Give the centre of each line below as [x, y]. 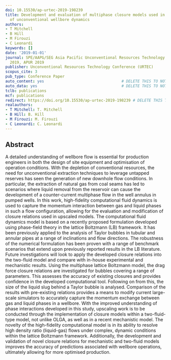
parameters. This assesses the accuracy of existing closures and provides [83, 276]
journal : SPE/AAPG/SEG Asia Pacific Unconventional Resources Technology [85, 57]
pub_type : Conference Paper [35, 77]
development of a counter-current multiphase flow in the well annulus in [81, 195]
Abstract [20, 145]
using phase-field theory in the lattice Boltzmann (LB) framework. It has [80, 227]
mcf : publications [25, 95]
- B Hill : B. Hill [25, 115]
